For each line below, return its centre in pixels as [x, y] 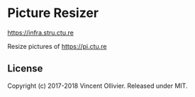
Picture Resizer [53, 13]
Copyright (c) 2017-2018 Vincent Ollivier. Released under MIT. [97, 86]
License [25, 69]
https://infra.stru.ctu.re [41, 33]
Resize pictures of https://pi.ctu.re [57, 46]
